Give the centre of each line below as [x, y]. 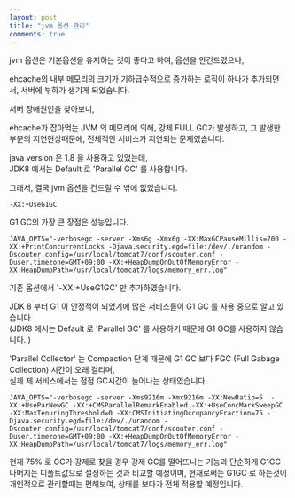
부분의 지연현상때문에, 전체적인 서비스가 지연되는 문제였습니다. [117, 139]
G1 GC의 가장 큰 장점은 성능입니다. [69, 222]
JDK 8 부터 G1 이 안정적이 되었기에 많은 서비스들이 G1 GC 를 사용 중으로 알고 [142, 306]
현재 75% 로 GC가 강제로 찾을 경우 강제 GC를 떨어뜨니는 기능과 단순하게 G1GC [145, 462]
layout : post [33, 17]
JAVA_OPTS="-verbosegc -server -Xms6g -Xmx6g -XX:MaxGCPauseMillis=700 [144, 239]
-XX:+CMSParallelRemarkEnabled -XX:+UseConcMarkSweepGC [178, 406]
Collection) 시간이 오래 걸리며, [62, 370]
